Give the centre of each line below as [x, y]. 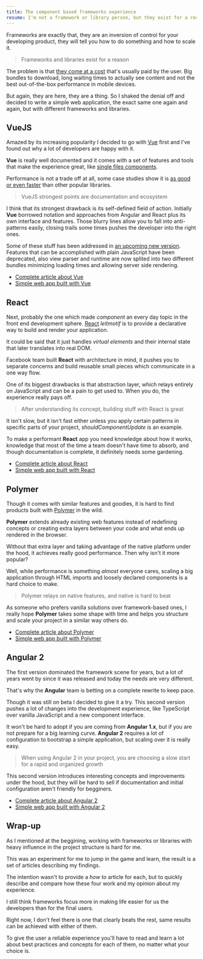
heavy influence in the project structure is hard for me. [74, 847]
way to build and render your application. [57, 330]
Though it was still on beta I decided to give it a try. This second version [96, 702]
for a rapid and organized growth [62, 764]
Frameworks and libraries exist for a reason [75, 59]
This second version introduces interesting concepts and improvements [96, 775]
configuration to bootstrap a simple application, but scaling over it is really [98, 739]
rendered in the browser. [37, 534]
